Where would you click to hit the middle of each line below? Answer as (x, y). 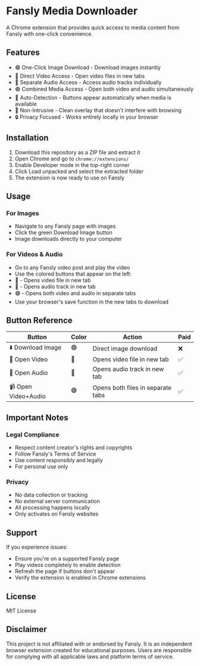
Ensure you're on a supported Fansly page (67, 559)
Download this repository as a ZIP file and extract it (77, 152)
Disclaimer (26, 629)
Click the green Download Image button (63, 233)
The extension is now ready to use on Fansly (70, 178)
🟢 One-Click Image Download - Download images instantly (87, 67)
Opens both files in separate (132, 388)
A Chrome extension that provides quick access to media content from (93, 27)
